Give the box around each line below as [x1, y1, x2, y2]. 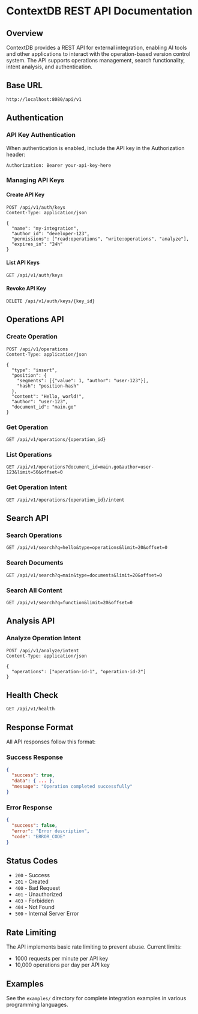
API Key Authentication [6, 131, 76, 139]
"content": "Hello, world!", [11, 393, 85, 400]
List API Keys [6, 259, 40, 266]
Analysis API [6, 616, 55, 626]
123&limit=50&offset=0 [6, 469, 63, 475]
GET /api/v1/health [6, 706, 55, 712]
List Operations [6, 450, 52, 458]
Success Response [6, 753, 63, 761]
